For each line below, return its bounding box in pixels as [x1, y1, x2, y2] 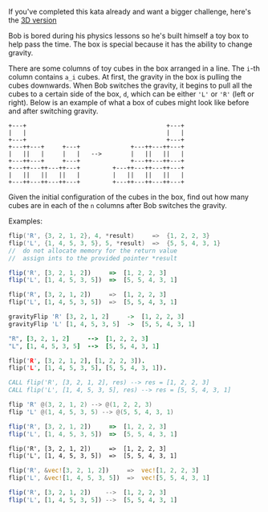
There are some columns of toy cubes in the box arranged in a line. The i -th [8, 63, 261, 73]
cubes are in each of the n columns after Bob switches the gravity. [8, 201, 227, 210]
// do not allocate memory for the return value [8, 247, 178, 255]
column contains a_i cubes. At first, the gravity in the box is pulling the [8, 72, 242, 81]
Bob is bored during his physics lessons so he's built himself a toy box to [8, 31, 249, 40]
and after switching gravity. [8, 106, 99, 116]
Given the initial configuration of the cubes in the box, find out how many [8, 192, 249, 202]
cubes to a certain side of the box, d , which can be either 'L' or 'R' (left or [8, 89, 255, 99]
